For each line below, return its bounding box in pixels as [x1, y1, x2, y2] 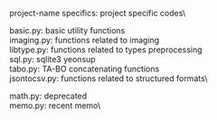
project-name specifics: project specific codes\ [9, 8, 186, 18]
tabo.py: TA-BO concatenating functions [9, 63, 160, 74]
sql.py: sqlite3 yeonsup [9, 54, 97, 64]
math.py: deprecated [9, 90, 88, 101]
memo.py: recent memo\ [9, 100, 101, 111]
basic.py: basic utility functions [9, 25, 126, 35]
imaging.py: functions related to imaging [9, 35, 160, 45]
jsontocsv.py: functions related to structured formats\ [9, 73, 208, 84]
